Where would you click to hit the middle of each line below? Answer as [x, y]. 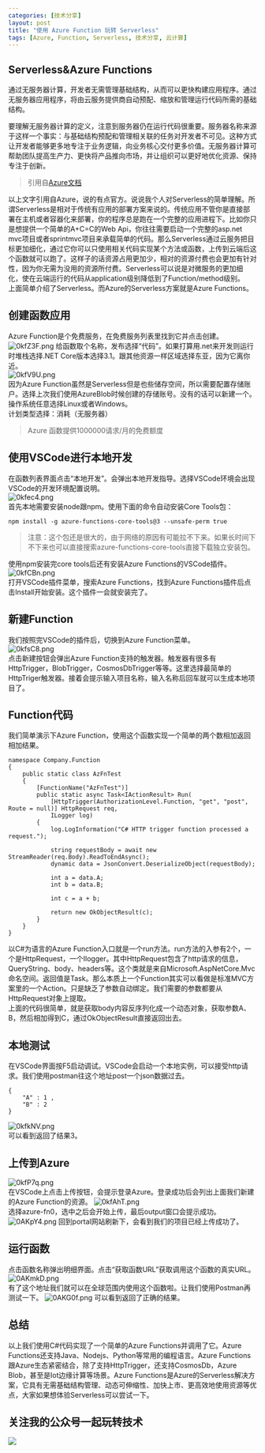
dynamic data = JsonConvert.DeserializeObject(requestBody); [153, 864]
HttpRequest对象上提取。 [49, 998]
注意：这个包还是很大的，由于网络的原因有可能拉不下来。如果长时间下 [142, 537]
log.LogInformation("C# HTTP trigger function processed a [149, 830]
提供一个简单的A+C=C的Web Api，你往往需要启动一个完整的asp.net [132, 229]
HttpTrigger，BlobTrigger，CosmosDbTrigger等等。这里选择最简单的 [120, 668]
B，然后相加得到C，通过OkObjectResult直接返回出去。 [97, 1018]
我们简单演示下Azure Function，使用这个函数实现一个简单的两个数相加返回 [129, 735]
